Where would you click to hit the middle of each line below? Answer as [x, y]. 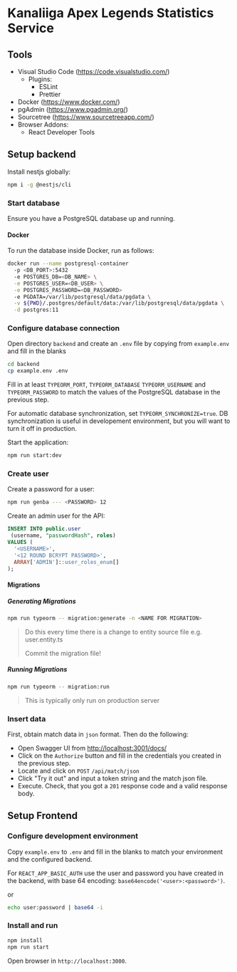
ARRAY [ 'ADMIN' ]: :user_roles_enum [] [67, 562]
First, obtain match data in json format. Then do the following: [98, 734]
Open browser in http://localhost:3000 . [67, 961]
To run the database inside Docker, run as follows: [81, 251]
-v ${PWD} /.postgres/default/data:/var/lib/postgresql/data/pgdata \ [119, 303]
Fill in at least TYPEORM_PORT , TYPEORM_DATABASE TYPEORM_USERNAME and [107, 385]
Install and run [33, 926]
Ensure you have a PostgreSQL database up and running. [91, 218]
